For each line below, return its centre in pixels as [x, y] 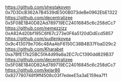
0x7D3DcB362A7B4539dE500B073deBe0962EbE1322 [61, 12]
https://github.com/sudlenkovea [38, 39]
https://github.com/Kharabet [34, 49]
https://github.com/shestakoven [38, 7]
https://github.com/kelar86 [33, 70]
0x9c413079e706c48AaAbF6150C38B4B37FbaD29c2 [61, 44]
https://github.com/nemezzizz [36, 28]
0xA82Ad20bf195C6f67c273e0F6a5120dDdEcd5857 [59, 33]
